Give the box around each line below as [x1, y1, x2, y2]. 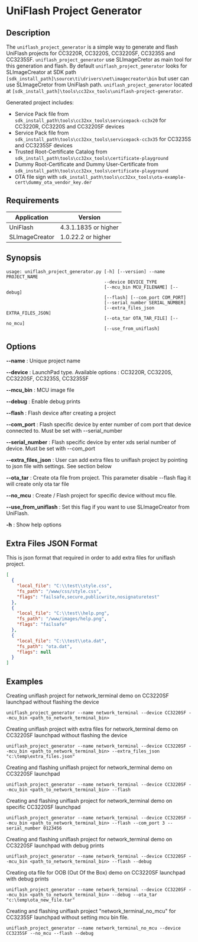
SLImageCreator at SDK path [6, 69, 77, 75]
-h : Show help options [6, 521, 62, 528]
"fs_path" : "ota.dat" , [17, 644, 73, 650]
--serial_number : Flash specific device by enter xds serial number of [6, 439, 176, 446]
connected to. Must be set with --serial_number [6, 427, 123, 435]
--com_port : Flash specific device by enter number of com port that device [6, 421, 191, 428]
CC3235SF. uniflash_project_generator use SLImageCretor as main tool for [6, 56, 192, 63]
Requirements [6, 195, 59, 205]
